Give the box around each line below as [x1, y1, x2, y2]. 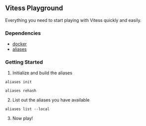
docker [12, 41, 27, 47]
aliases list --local [5, 107, 50, 112]
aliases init [5, 80, 32, 85]
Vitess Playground [5, 4, 63, 12]
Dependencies [5, 29, 41, 36]
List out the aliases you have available [12, 97, 90, 103]
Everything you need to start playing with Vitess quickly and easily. [5, 17, 142, 23]
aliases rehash [5, 88, 37, 94]
